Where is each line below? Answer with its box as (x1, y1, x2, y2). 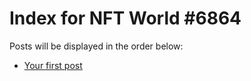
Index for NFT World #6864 (9, 7, 242, 30)
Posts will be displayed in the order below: (9, 40, 184, 52)
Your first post (23, 59, 83, 71)
